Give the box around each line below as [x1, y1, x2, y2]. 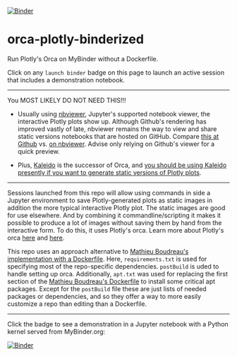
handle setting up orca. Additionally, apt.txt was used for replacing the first [7, 269, 228, 278]
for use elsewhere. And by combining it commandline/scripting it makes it [7, 211, 221, 219]
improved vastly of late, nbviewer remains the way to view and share [17, 124, 217, 133]
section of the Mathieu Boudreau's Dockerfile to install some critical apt [7, 277, 216, 286]
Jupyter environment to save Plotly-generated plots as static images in [7, 196, 213, 204]
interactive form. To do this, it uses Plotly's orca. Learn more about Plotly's [7, 226, 224, 234]
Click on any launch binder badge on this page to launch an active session [7, 68, 225, 77]
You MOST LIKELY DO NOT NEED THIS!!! [7, 96, 126, 104]
